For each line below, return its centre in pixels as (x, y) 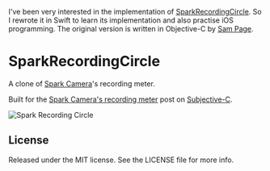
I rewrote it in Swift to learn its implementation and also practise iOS (121, 20)
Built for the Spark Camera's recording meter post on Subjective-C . (120, 99)
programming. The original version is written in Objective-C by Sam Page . (131, 29)
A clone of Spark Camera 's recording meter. (82, 83)
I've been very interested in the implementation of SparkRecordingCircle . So (135, 12)
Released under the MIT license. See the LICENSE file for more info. (121, 160)
